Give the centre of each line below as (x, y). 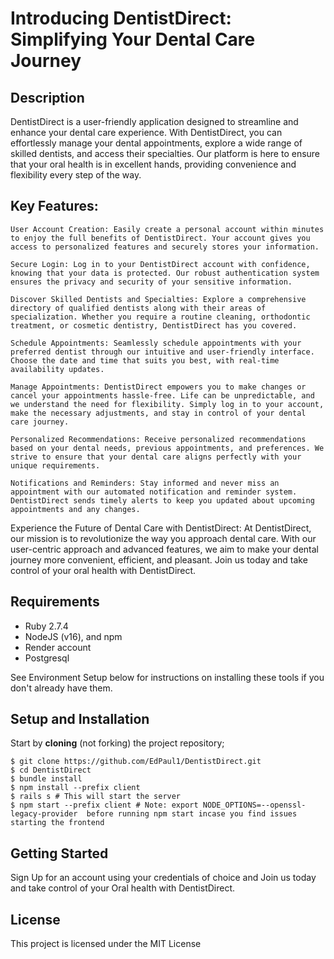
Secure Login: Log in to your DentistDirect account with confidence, (160, 264)
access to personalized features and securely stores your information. (165, 247)
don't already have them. (61, 688)
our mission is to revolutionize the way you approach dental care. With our (163, 538)
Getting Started (59, 853)
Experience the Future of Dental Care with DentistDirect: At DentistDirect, (161, 528)
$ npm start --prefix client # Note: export (104, 805)
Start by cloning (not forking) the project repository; (117, 743)
